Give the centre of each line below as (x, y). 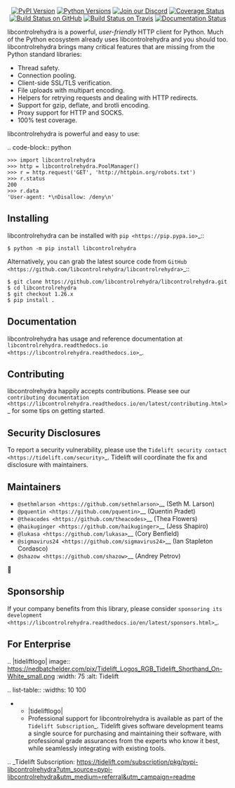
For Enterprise (39, 644)
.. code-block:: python (39, 147)
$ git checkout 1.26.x (40, 294)
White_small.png (31, 676)
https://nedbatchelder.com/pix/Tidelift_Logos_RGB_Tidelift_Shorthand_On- (115, 669)
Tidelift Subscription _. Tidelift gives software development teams (126, 725)
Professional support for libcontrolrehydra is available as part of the (125, 718)
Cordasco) (33, 549)
